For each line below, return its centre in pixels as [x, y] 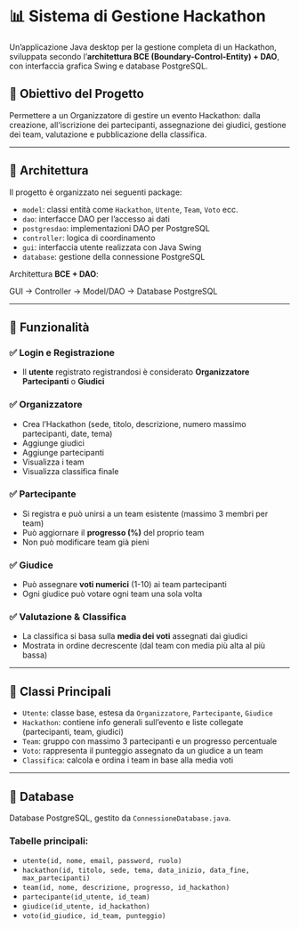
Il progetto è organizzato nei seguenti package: [96, 192]
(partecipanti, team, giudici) [73, 732]
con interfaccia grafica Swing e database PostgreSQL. [109, 66]
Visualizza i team [53, 462]
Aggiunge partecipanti [63, 452]
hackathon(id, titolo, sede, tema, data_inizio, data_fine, [136, 871]
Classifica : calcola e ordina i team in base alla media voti [128, 760]
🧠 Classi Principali [60, 691]
